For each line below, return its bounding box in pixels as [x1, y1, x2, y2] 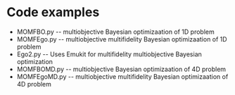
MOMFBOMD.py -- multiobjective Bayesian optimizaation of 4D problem [16, 65, 227, 73]
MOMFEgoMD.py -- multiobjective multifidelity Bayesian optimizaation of [16, 72, 229, 81]
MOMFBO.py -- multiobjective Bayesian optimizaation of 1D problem [16, 27, 215, 36]
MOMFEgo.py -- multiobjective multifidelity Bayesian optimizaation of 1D [16, 34, 227, 43]
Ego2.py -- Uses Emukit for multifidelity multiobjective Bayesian [16, 50, 202, 58]
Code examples [6, 4, 100, 20]
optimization [16, 57, 53, 65]
